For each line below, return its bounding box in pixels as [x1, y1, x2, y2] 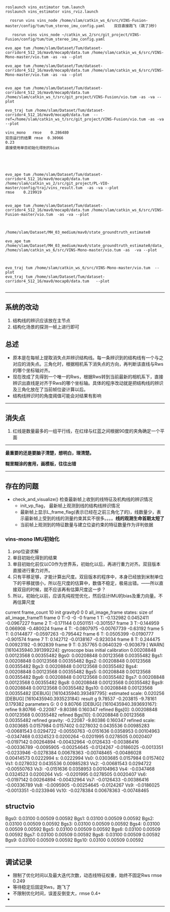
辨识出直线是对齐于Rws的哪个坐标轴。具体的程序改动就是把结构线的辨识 [12, 380, 163, 386]
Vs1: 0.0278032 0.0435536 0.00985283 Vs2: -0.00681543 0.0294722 [5, 760, 152, 766]
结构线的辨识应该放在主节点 [12, 317, 71, 323]
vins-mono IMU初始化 [5, 536, 60, 543]
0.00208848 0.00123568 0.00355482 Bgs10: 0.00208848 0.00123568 [5, 684, 153, 691]
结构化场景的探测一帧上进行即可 [12, 324, 79, 330]
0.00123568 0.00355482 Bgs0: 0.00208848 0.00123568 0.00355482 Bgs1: [5, 652, 163, 658]
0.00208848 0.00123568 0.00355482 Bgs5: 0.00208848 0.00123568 [5, 669, 151, 675]
